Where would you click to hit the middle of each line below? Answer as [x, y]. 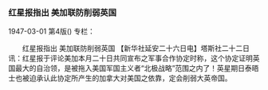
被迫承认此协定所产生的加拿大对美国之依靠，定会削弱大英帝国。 [127, 78]
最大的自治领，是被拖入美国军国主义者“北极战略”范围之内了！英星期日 [130, 68]
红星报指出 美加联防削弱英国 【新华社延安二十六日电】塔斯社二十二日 [136, 49]
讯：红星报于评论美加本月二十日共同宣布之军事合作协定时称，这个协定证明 [130, 58]
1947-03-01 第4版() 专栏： [52, 31]
